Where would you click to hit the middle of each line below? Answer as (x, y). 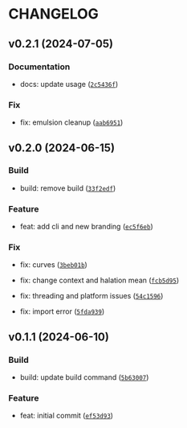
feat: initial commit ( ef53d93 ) (67, 416)
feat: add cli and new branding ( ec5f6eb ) (87, 227)
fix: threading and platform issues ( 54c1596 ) (91, 296)
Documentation (39, 67)
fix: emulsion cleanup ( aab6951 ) (71, 122)
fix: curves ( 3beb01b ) (54, 265)
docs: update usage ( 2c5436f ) (69, 84)
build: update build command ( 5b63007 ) (84, 377)
